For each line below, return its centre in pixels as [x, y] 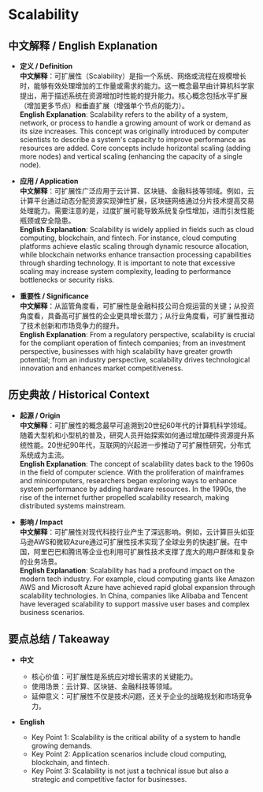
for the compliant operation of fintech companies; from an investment [132, 343]
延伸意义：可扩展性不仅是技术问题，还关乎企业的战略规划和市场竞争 [142, 696]
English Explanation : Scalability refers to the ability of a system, [124, 114]
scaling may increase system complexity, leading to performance [125, 271]
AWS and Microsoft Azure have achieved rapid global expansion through [137, 587]
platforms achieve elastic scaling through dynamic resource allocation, [134, 246]
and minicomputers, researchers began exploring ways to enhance [128, 480]
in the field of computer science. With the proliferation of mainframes [131, 472]
